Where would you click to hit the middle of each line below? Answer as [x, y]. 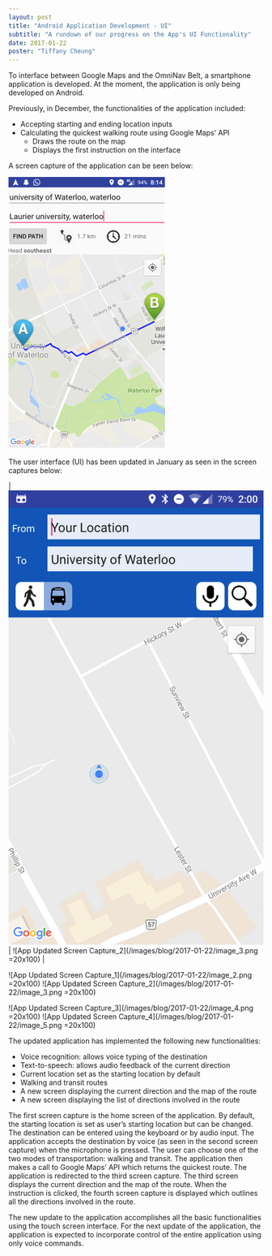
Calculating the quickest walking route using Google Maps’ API [125, 133]
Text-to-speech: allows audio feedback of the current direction [125, 1065]
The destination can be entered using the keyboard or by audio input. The [132, 1133]
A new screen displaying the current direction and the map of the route [138, 1091]
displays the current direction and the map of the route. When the [118, 1185]
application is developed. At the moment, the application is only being [125, 84]
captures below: [35, 471]
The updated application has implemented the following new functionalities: [135, 1041]
